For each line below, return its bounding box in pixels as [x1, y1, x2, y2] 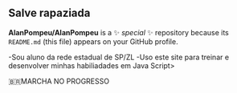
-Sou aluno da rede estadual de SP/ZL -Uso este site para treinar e [8, 52, 230, 62]
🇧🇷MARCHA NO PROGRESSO [8, 76, 110, 86]
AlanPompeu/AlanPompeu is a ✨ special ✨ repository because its [8, 27, 229, 37]
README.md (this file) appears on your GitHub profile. [8, 36, 178, 46]
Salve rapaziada [8, 6, 91, 20]
